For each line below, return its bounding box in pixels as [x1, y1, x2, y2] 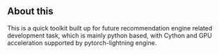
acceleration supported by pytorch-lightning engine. [7, 38, 157, 47]
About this [7, 6, 54, 17]
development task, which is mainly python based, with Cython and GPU [7, 31, 212, 39]
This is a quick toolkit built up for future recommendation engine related [7, 24, 213, 32]
